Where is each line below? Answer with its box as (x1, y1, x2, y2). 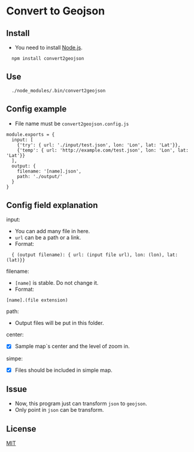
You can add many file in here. (14, 228, 90, 235)
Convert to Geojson (6, 4, 105, 18)
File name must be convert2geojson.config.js (14, 120, 129, 127)
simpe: (6, 355, 23, 362)
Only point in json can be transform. (14, 406, 104, 414)
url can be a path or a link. (14, 234, 81, 241)
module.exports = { (6, 131, 55, 137)
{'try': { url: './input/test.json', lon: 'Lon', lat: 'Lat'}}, (17, 142, 181, 148)
